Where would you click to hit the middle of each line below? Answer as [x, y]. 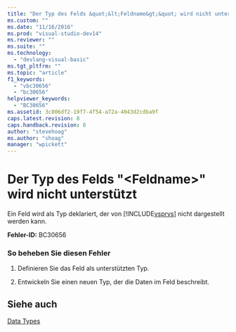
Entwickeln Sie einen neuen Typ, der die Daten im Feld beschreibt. [113, 282]
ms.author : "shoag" [36, 138]
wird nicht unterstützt [72, 194]
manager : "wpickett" [38, 145]
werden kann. [27, 222]
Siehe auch [32, 304]
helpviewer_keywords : [39, 99]
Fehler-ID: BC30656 [37, 235]
